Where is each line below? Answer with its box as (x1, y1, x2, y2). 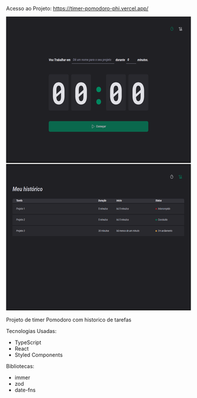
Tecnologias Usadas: (6, 328, 57, 334)
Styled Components (14, 351, 63, 358)
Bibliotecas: (6, 363, 35, 369)
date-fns (14, 386, 36, 393)
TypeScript (14, 339, 42, 346)
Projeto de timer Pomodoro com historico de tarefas (6, 316, 132, 323)
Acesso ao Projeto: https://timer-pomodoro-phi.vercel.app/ (6, 5, 149, 12)
